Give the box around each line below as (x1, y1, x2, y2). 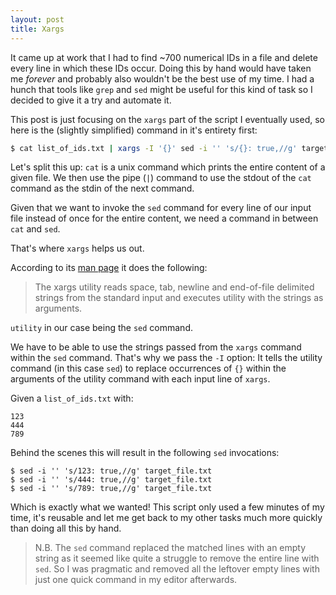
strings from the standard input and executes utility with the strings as (34, 292, 324, 304)
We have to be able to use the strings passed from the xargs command (10, 341, 302, 353)
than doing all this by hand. (10, 522, 122, 535)
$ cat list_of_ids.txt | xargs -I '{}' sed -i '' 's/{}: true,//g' (10, 143, 298, 153)
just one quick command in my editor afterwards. (34, 574, 238, 586)
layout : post (10, 14, 65, 25)
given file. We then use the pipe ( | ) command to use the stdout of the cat (10, 172, 312, 184)
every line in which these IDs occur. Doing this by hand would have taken (10, 62, 312, 74)
